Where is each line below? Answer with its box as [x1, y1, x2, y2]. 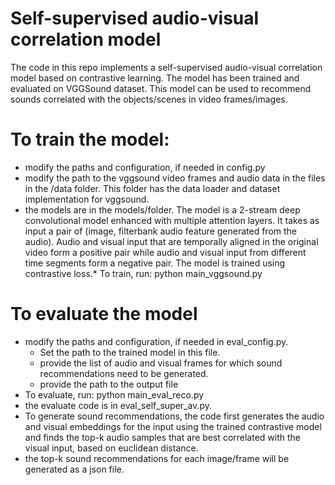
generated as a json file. [24, 463, 125, 475]
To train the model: [10, 128, 170, 151]
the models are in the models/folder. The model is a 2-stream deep [24, 203, 301, 216]
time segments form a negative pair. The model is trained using [24, 257, 286, 269]
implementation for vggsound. [24, 193, 150, 205]
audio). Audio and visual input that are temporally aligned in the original [24, 235, 319, 247]
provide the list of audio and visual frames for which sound [39, 357, 283, 369]
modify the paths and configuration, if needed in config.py [24, 161, 266, 173]
